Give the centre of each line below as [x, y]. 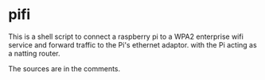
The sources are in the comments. [64, 68]
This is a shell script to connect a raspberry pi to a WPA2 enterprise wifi [126, 36]
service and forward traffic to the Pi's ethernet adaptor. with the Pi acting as [132, 44]
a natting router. [35, 53]
